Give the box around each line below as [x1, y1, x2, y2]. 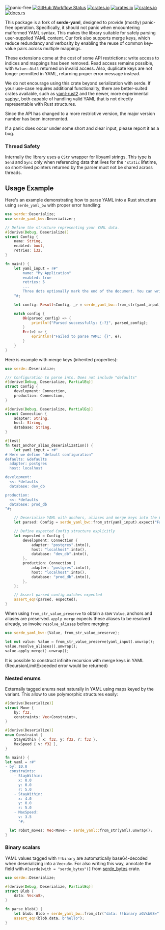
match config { [14, 311, 45, 316]
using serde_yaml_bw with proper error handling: [5, 202, 102, 208]
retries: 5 [23, 280, 45, 285]
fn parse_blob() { [5, 907, 43, 912]
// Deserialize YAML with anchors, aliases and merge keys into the [14, 515, 157, 521]
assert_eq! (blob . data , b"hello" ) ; [14, 916, 84, 921]
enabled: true [23, 275, 52, 280]
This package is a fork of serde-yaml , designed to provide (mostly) [5, 20, 141, 25]
